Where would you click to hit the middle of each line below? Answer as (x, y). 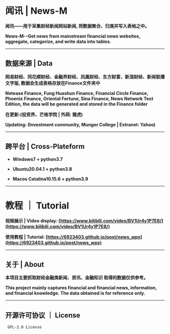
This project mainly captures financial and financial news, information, (81, 288)
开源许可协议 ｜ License (43, 315)
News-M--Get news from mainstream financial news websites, (73, 36)
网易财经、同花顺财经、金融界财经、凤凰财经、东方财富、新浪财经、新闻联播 (85, 77)
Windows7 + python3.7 (38, 159)
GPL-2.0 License (25, 327)
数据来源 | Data (29, 64)
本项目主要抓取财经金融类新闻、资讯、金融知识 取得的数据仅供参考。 (77, 278)
